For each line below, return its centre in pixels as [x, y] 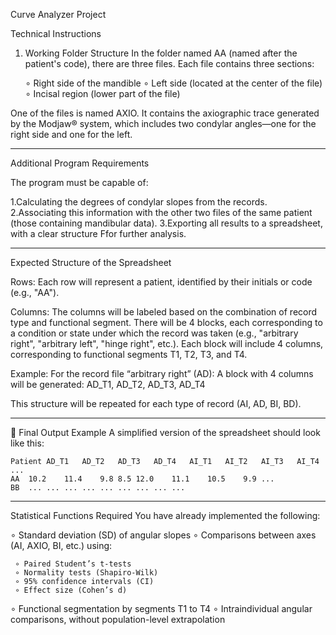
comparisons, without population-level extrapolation [118, 619]
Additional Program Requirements [80, 163]
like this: [27, 443]
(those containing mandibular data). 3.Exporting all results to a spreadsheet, [166, 223]
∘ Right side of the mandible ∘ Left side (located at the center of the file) [173, 83]
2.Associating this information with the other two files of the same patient [161, 212]
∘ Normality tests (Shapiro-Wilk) [86, 573]
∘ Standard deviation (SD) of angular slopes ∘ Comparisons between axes [163, 535]
